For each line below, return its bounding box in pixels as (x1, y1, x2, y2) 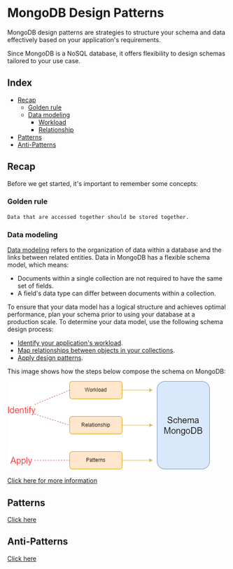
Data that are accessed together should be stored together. (7, 213, 190, 220)
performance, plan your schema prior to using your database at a (7, 310, 196, 319)
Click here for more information (7, 476, 98, 485)
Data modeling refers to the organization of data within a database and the (7, 246, 222, 254)
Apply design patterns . (17, 354, 84, 362)
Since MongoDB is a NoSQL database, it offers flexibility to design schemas (7, 49, 226, 58)
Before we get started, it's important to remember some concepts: (7, 179, 198, 187)
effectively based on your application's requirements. (7, 35, 161, 43)
